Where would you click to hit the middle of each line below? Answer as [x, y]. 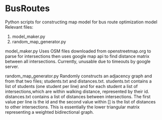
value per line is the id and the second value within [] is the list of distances [80, 102]
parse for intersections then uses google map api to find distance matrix [77, 56]
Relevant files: [19, 27]
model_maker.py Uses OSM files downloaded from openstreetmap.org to [78, 51]
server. [12, 67]
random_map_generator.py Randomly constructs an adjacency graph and [79, 76]
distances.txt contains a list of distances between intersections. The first [78, 96]
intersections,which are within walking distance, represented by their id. [77, 91]
